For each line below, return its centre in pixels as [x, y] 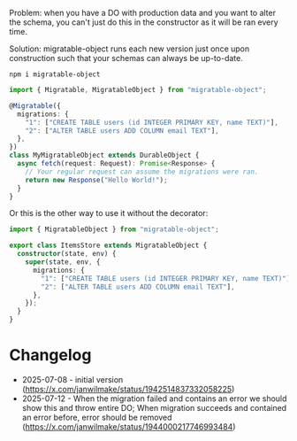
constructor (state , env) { [67, 254]
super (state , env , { [63, 262]
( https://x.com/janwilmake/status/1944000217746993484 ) [129, 426]
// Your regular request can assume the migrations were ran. [142, 172]
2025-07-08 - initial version [72, 379]
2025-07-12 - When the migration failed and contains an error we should [154, 398]
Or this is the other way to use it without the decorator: [109, 213]
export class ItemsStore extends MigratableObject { [108, 246]
